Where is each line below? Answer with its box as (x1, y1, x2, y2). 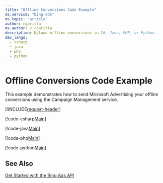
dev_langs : (5, 35, 28, 40)
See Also (5, 159, 33, 168)
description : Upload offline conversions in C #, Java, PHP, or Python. (5, 30, 157, 35)
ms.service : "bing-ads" (5, 12, 55, 17)
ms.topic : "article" (5, 16, 48, 21)
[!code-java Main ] (5, 125, 41, 132)
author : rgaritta (5, 21, 41, 26)
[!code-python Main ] (5, 145, 46, 151)
